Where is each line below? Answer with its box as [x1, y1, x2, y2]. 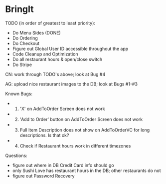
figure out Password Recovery [12, 172, 75, 178]
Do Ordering [12, 35, 38, 41]
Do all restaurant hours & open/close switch [12, 56, 103, 62]
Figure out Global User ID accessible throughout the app [12, 45, 129, 51]
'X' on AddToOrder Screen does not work [19, 105, 105, 111]
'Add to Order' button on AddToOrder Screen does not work [19, 116, 143, 122]
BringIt [5, 3, 34, 15]
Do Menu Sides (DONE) [12, 29, 61, 35]
